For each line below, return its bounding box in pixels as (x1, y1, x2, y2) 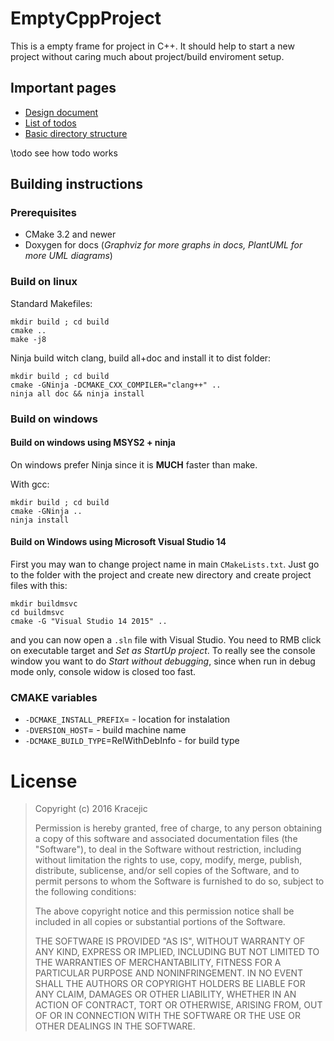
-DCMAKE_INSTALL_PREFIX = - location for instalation (24, 713, 231, 726)
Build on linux (10, 275, 78, 289)
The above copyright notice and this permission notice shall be (34, 905, 295, 917)
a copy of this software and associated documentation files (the (34, 833, 298, 845)
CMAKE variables (10, 690, 98, 704)
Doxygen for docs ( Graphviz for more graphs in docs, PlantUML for (24, 239, 303, 251)
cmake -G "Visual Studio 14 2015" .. (10, 617, 168, 627)
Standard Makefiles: (10, 297, 93, 309)
